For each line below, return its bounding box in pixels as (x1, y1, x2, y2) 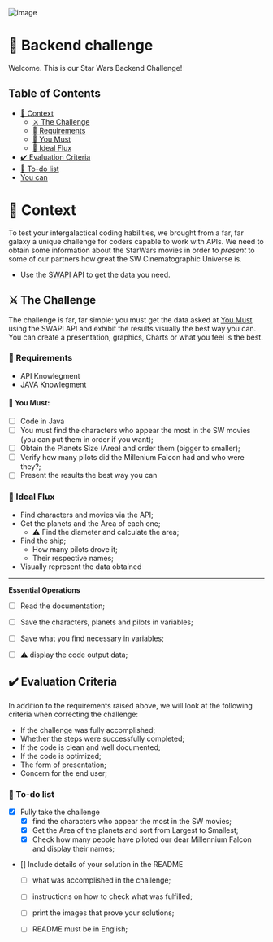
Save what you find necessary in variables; (19, 633, 164, 643)
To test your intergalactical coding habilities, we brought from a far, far (8, 228, 244, 238)
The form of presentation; (19, 760, 107, 769)
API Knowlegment (19, 370, 80, 380)
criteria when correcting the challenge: (8, 709, 139, 719)
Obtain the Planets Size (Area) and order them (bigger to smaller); (19, 444, 241, 453)
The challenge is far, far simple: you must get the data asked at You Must (8, 314, 253, 325)
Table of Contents (8, 86, 102, 101)
